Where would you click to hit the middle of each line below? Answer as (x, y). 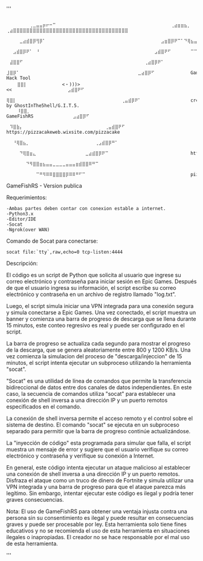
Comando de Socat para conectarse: (52, 241)
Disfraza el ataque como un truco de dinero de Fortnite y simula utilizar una (100, 480)
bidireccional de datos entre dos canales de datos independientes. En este (99, 387)
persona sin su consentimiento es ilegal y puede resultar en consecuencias (100, 518)
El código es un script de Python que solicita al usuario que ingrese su (94, 275)
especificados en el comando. (44, 407)
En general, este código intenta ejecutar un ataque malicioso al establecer (98, 467)
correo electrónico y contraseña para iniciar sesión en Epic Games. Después (101, 281)
